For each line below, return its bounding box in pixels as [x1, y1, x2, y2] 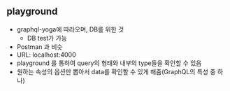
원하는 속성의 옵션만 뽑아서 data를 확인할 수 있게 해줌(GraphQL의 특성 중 [16, 67, 216, 76]
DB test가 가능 [27, 34, 67, 42]
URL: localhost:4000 [16, 50, 76, 59]
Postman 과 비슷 [16, 42, 63, 51]
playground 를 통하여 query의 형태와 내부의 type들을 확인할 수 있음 [16, 59, 202, 67]
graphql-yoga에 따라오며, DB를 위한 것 [16, 24, 124, 34]
